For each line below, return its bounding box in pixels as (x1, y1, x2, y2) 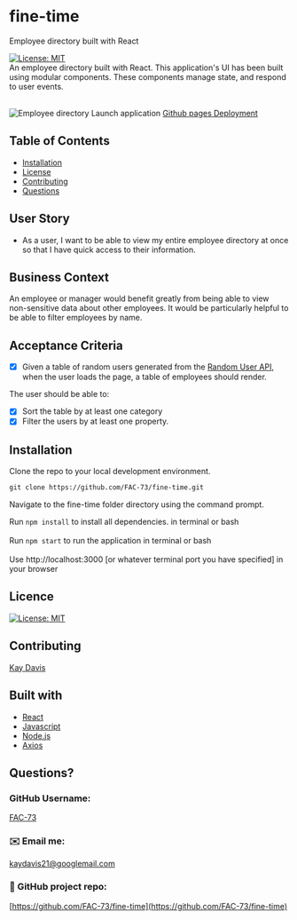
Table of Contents (9, 133, 111, 148)
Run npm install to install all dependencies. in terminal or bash (9, 517, 239, 527)
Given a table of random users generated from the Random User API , (21, 361, 275, 372)
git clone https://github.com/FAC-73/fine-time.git (9, 483, 204, 492)
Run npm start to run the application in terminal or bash (9, 535, 212, 546)
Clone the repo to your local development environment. (9, 466, 211, 477)
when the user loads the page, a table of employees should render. (21, 371, 268, 383)
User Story (9, 211, 70, 226)
